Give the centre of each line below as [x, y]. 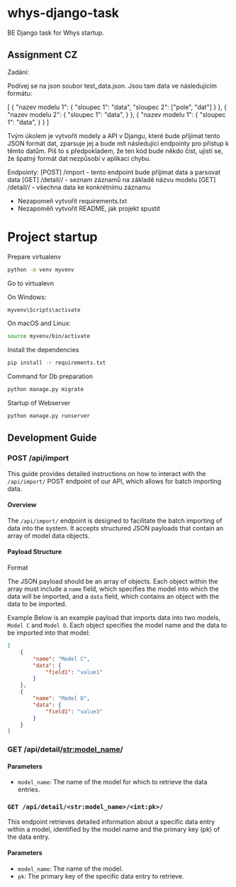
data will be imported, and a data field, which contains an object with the [113, 597]
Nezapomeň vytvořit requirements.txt [72, 200]
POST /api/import [38, 458]
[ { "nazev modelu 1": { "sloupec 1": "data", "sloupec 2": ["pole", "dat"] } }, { [117, 107]
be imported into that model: [49, 633]
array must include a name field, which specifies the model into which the [113, 589]
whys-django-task [63, 13]
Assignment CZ [43, 55]
